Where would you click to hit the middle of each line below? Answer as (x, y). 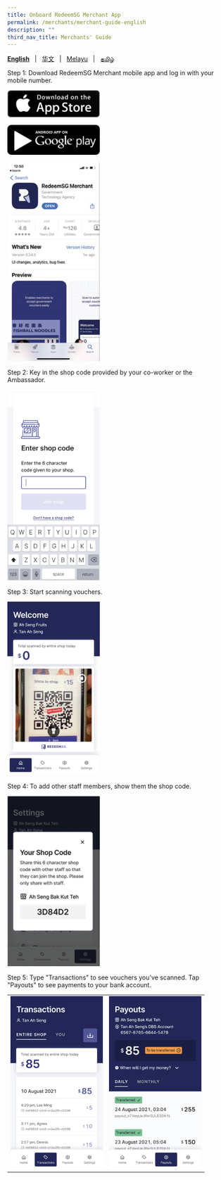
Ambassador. (26, 379)
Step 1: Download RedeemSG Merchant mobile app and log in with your (111, 73)
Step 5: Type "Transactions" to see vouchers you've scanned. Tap (103, 977)
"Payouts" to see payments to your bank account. (79, 985)
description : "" (31, 30)
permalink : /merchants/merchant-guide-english (77, 22)
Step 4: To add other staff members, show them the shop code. (99, 786)
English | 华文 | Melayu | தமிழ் (61, 59)
